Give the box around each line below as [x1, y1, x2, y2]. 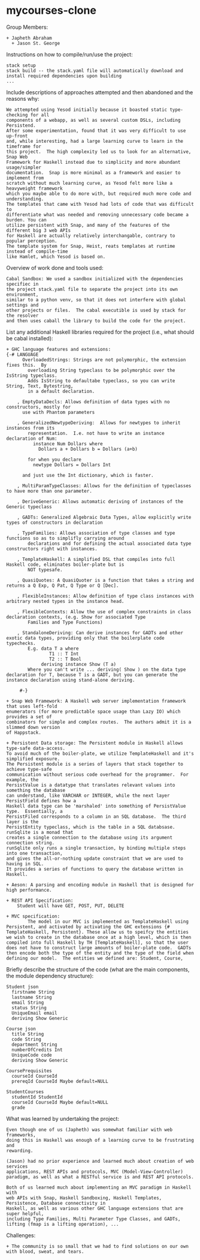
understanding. [6, 196, 44, 202]
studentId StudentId [11, 1094, 63, 1100]
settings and [6, 302, 39, 308]
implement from [6, 175, 44, 181]
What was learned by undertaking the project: [6, 1115, 120, 1122]
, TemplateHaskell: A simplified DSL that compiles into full [17, 556, 175, 562]
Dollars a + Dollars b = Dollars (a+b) [38, 446, 138, 452]
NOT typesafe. [28, 566, 63, 573]
